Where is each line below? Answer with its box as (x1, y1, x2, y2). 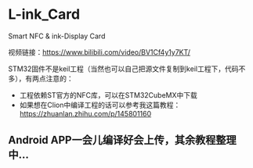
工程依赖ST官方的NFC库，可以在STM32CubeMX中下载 (19, 90, 198, 99)
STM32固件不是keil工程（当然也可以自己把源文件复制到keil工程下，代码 (8, 64, 239, 73)
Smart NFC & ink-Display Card (8, 31, 106, 41)
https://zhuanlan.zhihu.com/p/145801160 (19, 109, 152, 118)
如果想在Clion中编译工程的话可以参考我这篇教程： (19, 100, 181, 109)
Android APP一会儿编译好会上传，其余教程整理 (8, 134, 237, 147)
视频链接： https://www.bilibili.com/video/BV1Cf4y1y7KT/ (8, 47, 190, 56)
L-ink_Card (8, 5, 81, 23)
